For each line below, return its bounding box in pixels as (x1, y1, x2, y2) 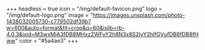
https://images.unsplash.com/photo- (92, 11, 185, 19)
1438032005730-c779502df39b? (6, 18, 91, 25)
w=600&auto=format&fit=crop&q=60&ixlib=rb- (6, 24, 125, 31)
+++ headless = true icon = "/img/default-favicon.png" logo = (6, 5, 163, 12)
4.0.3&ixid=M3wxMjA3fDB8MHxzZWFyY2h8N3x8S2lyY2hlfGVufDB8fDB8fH (6, 31, 199, 38)
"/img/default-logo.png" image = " (6, 11, 93, 19)
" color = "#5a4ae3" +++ (15, 37, 78, 44)
